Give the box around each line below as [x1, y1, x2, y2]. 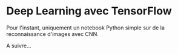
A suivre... [6, 42, 31, 49]
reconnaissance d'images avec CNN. [6, 30, 99, 37]
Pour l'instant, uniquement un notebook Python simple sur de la [6, 24, 165, 31]
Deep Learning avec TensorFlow [6, 4, 173, 18]
